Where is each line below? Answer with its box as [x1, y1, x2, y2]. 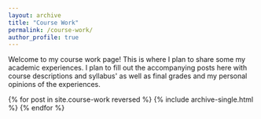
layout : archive [8, 11, 61, 20]
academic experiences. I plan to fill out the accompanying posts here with [8, 63, 248, 73]
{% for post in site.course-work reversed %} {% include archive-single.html [8, 95, 254, 104]
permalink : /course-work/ [8, 26, 93, 34]
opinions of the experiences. [8, 80, 101, 89]
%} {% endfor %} [8, 103, 65, 113]
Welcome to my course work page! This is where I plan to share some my [8, 55, 246, 64]
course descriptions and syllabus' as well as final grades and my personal [8, 71, 248, 81]
